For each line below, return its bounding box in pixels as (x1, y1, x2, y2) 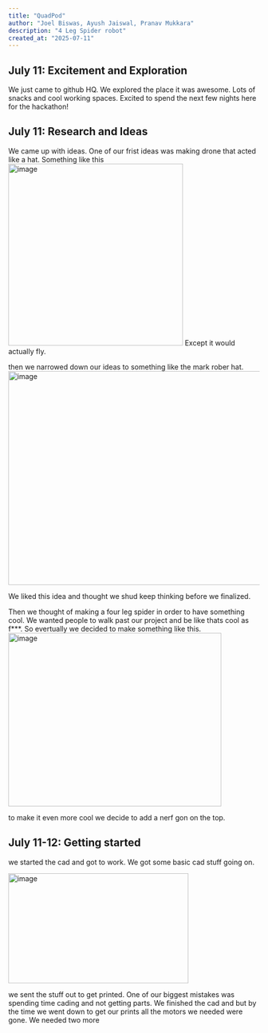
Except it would (184, 337, 235, 348)
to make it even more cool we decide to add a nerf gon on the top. (8, 812, 226, 822)
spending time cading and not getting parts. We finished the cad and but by (8, 998, 257, 1007)
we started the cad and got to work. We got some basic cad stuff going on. (8, 857, 255, 867)
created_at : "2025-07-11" (8, 34, 94, 42)
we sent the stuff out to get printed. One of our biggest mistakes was (8, 989, 235, 999)
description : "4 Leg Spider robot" (8, 26, 127, 34)
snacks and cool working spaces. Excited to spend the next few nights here (8, 94, 257, 103)
